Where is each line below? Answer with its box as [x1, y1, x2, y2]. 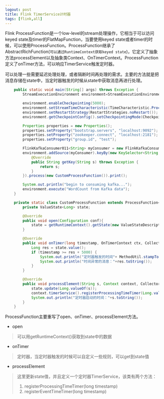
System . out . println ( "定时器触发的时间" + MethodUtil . [40, 254, 144, 259]
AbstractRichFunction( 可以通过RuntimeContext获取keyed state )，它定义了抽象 [5, 49, 158, 54]
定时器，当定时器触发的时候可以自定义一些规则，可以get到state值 [17, 354, 149, 360]
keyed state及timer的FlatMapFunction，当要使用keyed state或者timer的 [5, 36, 149, 42]
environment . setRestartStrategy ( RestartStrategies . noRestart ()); [22, 110, 159, 115]
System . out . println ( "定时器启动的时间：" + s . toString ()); [31, 295, 143, 300]
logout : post [5, 7, 32, 12]
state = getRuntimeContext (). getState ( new [31, 223, 119, 228]
